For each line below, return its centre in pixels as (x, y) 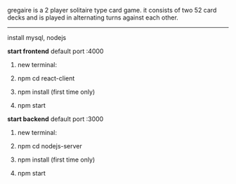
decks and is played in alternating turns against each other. (93, 17)
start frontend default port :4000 (55, 51)
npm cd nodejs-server (50, 146)
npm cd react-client (46, 78)
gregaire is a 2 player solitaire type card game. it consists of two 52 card (112, 10)
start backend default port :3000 (55, 119)
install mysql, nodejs (37, 37)
